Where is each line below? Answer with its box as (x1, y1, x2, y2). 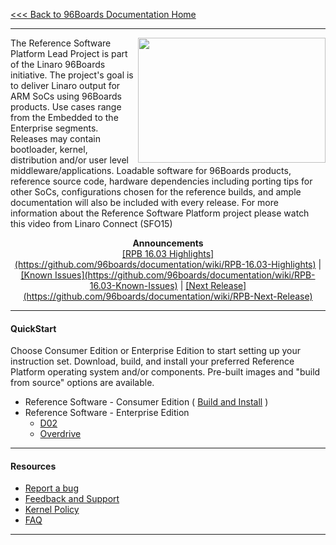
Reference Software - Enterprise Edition (24, 407, 190, 419)
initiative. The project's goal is (10, 69, 134, 81)
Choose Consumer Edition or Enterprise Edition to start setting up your (10, 345, 302, 357)
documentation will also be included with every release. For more (10, 197, 279, 208)
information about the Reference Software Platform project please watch (10, 207, 310, 219)
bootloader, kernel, (10, 144, 88, 155)
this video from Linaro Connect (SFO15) (10, 218, 173, 229)
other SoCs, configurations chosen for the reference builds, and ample (10, 186, 302, 198)
